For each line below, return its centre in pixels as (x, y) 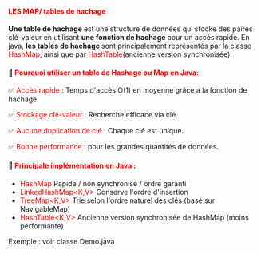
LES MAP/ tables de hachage (57, 11)
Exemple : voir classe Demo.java (61, 241)
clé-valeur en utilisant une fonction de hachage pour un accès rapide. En (129, 38)
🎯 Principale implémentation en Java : (72, 165)
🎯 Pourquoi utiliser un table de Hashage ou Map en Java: (104, 73)
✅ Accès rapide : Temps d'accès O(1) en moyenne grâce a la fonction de (128, 90)
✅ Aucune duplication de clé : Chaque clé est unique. (96, 131)
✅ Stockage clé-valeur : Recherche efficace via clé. (93, 115)
